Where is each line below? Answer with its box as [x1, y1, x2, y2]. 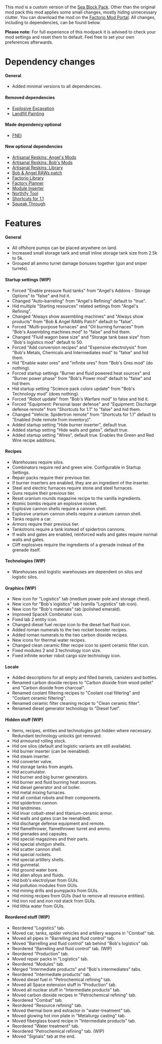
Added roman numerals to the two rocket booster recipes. [12, 627, 128, 633]
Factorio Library [12, 175, 44, 181]
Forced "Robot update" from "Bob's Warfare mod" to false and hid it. [12, 396, 149, 402]
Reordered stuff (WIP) [5, 914, 50, 920]
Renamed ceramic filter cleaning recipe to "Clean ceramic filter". [12, 701, 141, 706]
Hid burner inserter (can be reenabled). [12, 748, 90, 754]
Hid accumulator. [12, 769, 46, 774]
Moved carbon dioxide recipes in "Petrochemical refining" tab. [12, 992, 137, 998]
